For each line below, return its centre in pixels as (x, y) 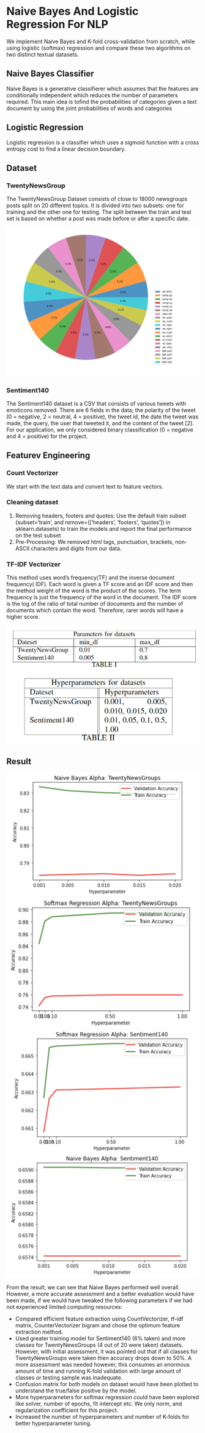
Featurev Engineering (48, 456)
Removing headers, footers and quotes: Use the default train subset (101, 516)
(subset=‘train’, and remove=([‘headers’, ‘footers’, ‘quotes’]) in (93, 522)
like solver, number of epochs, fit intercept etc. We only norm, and (99, 1404)
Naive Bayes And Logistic (73, 11)
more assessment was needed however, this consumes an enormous (102, 1365)
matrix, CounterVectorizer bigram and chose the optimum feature (98, 1325)
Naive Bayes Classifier (50, 74)
